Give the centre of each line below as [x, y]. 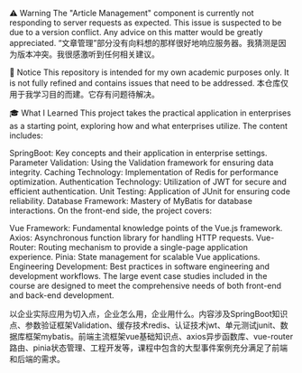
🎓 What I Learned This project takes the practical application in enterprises [150, 113]
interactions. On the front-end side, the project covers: [110, 210]
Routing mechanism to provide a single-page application [143, 247]
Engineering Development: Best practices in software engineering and [140, 266]
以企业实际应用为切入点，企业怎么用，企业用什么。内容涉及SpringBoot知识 [149, 314]
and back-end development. [62, 295]
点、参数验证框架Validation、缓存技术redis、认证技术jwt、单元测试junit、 [145, 325]
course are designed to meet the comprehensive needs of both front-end [146, 285]
